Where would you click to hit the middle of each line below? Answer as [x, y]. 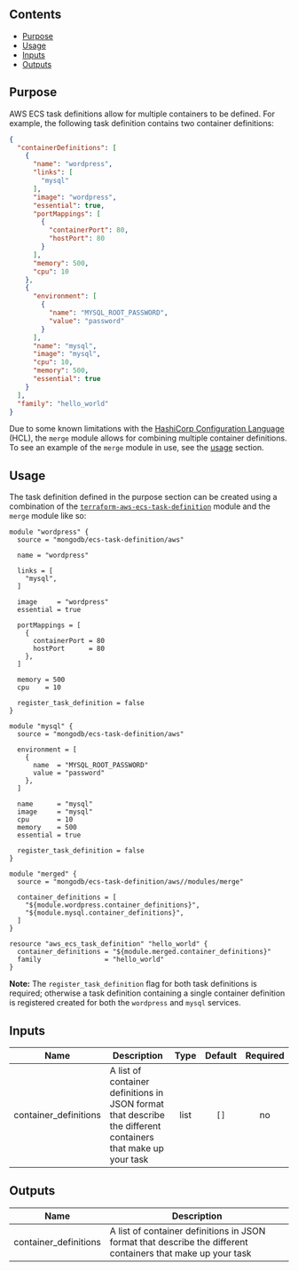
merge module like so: [48, 516]
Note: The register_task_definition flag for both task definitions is [133, 984]
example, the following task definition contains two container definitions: [142, 123]
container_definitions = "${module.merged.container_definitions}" [145, 952]
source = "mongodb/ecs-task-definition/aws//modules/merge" [130, 882]
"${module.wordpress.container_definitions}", [113, 905]
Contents [35, 15]
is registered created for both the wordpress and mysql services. [125, 1003]
